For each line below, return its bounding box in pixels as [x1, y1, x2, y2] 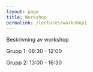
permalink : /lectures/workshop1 [6, 20, 87, 26]
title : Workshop [6, 14, 47, 20]
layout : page [6, 8, 39, 15]
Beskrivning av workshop [6, 36, 69, 43]
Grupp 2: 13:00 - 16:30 [6, 59, 62, 66]
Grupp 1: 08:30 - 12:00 [6, 48, 62, 55]
